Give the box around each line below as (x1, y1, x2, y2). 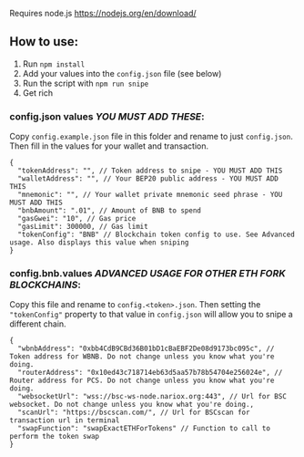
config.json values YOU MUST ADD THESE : (9, 109, 205, 122)
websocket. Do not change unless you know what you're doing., (9, 400, 255, 410)
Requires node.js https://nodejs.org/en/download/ (9, 8, 198, 18)
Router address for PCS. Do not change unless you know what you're (9, 376, 275, 386)
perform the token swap (9, 432, 100, 441)
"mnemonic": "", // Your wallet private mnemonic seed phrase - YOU (17, 191, 283, 200)
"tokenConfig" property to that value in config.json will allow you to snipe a (9, 309, 293, 320)
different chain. (9, 318, 66, 329)
